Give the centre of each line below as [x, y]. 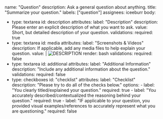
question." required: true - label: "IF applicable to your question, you [81, 100]
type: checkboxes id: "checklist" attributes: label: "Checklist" [74, 79]
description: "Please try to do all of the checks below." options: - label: [83, 85]
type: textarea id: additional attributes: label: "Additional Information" [81, 64]
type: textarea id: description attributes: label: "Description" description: [85, 22]
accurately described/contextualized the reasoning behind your [76, 95]
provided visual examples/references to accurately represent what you [83, 106]
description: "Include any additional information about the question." [81, 69]
